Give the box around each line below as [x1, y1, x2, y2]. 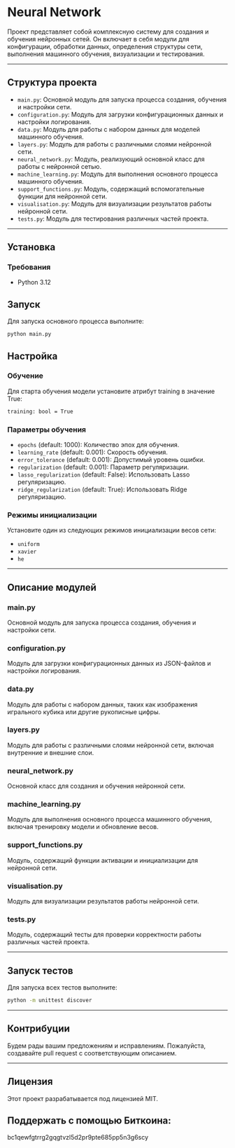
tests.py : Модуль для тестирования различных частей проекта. [17, 214, 209, 223]
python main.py [7, 331, 52, 338]
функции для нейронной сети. [17, 192, 107, 200]
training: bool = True [7, 408, 73, 415]
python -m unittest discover [7, 997, 92, 1004]
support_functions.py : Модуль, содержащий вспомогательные [17, 184, 205, 193]
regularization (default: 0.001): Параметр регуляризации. [17, 463, 190, 471]
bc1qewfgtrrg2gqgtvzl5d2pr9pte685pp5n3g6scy [7, 1133, 149, 1142]
